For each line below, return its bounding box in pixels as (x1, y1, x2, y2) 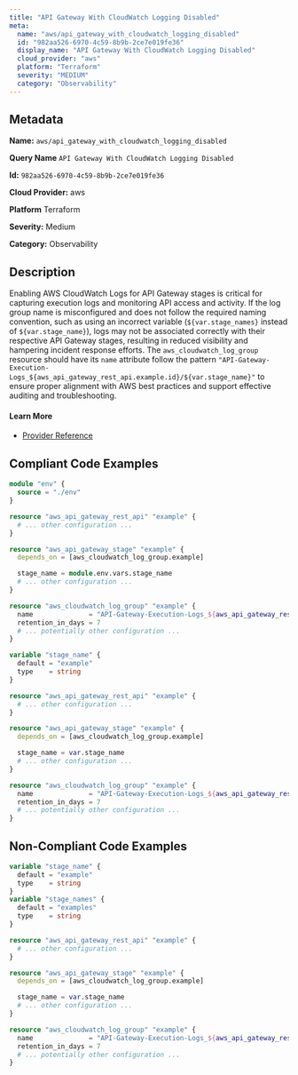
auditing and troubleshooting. (9, 390, 117, 401)
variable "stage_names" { (9, 895, 105, 904)
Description (9, 264, 75, 280)
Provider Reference (21, 430, 93, 441)
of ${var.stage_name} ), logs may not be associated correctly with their (9, 326, 266, 337)
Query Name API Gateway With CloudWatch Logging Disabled (9, 153, 234, 163)
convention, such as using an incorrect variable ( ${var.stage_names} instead (9, 316, 288, 327)
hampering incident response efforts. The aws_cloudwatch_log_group (9, 345, 259, 355)
